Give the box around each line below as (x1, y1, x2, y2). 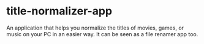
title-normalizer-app (6, 4, 112, 18)
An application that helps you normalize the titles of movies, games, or (6, 24, 184, 31)
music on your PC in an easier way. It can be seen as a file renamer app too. (6, 30, 198, 37)
